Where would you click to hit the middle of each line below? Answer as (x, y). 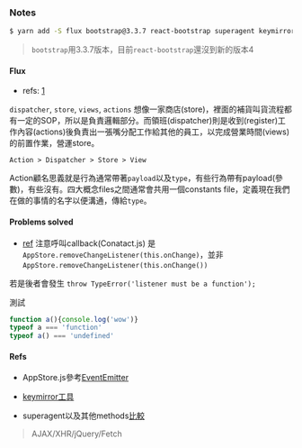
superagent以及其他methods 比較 (84, 416)
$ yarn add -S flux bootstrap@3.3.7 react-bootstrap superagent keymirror (152, 32)
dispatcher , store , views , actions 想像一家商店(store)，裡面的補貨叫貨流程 (147, 109)
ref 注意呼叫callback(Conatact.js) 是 (89, 243)
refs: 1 (33, 91)
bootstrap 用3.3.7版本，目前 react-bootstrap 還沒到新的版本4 (142, 50)
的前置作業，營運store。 (54, 143)
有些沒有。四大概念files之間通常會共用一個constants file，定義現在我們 (159, 189)
